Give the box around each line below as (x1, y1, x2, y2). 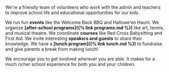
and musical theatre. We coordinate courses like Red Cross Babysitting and (5, 30, 162, 36)
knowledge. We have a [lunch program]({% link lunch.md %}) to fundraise (5, 41, 162, 47)
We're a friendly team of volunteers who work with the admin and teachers (5, 5, 161, 10)
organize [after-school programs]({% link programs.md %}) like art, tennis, (5, 25, 164, 31)
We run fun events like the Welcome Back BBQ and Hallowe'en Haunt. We (5, 20, 159, 25)
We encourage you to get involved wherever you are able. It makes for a (5, 56, 155, 62)
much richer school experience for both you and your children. (5, 61, 136, 67)
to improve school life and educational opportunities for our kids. (5, 10, 140, 16)
